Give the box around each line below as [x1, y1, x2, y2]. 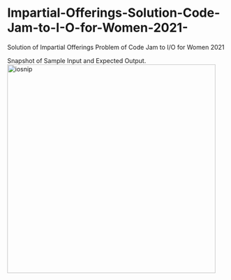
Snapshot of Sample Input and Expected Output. [7, 56, 147, 64]
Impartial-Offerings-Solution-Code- [7, 5, 221, 21]
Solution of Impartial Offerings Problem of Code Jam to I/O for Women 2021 [7, 43, 225, 51]
